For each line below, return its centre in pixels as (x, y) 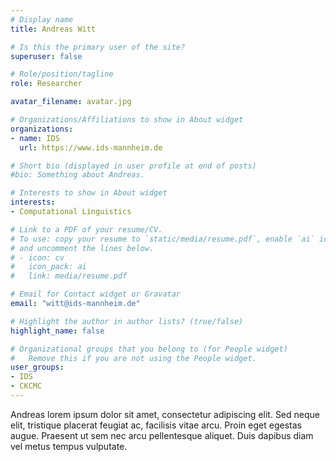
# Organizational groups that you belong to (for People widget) (149, 349)
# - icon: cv (37, 257)
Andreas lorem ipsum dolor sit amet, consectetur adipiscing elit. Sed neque (165, 414)
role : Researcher (46, 84)
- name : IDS (35, 138)
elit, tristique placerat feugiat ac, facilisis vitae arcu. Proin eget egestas (156, 425)
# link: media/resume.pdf (69, 276)
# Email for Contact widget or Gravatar (96, 294)
